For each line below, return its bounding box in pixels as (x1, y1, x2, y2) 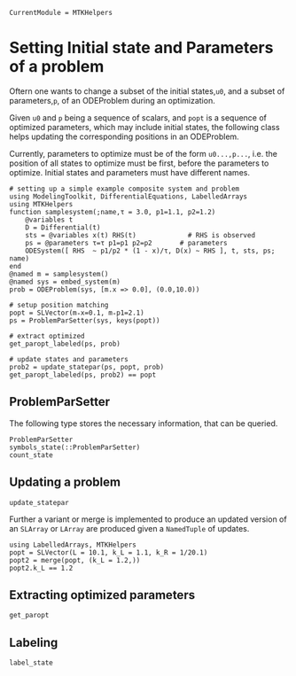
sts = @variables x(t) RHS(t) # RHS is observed (25, 230, 255, 239)
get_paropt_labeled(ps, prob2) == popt (9, 370, 157, 379)
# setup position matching (9, 300, 109, 309)
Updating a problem (9, 475, 121, 490)
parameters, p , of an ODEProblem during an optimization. (9, 95, 215, 105)
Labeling (9, 634, 58, 650)
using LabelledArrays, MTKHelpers (9, 540, 137, 549)
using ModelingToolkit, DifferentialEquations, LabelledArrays (9, 191, 248, 201)
